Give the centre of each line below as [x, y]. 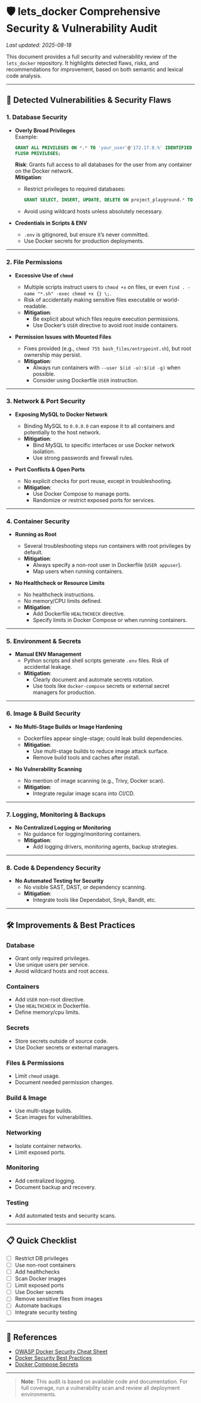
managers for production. [64, 692]
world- [171, 300]
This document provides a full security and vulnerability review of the [92, 56]
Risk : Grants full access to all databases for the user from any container [103, 165]
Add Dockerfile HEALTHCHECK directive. [79, 614]
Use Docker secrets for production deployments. [84, 241]
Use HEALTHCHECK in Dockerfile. [52, 1006]
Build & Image [27, 1097]
